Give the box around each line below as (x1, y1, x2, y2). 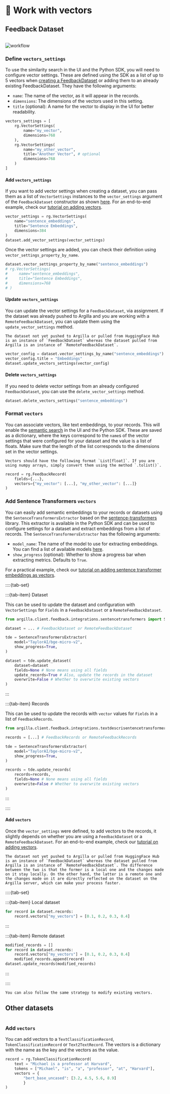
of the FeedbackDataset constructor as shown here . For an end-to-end (5, 199, 151, 205)
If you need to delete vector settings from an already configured (5, 383, 139, 389)
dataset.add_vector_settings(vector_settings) (5, 238, 105, 243)
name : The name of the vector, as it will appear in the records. (12, 93, 140, 99)
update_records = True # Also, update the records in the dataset (14, 672, 153, 677)
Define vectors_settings (5, 55, 66, 62)
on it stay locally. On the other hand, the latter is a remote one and (5, 872, 162, 877)
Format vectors (5, 410, 43, 417)
